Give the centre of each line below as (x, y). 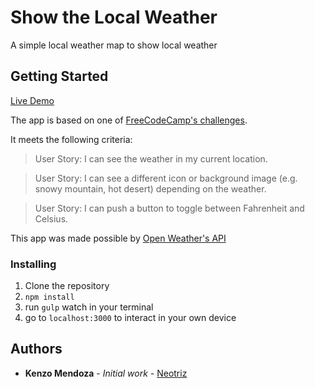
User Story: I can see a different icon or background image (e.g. (166, 178)
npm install (49, 297)
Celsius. (51, 218)
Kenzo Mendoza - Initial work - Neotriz (106, 373)
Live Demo (32, 100)
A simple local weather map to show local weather (114, 45)
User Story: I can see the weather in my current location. (151, 158)
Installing (33, 264)
